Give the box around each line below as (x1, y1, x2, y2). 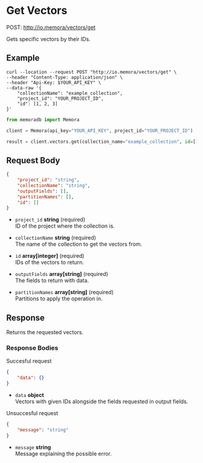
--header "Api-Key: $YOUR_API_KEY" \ (6, 79, 101, 85)
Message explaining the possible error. (14, 450, 112, 457)
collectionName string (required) (14, 234, 97, 241)
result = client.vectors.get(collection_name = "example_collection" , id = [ (6, 139, 196, 145)
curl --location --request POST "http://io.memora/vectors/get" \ (6, 69, 177, 75)
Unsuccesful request (6, 410, 59, 417)
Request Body (6, 155, 60, 165)
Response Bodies (6, 344, 59, 352)
